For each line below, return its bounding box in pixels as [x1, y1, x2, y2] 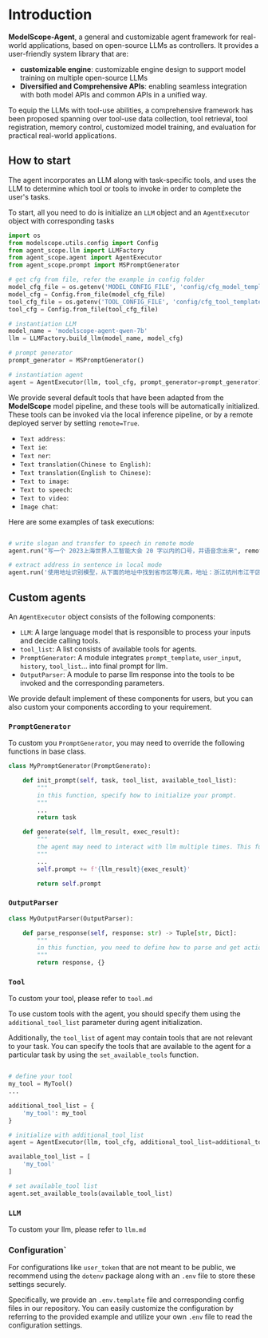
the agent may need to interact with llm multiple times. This [37, 843, 251, 851]
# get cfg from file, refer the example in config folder [8, 275, 205, 284]
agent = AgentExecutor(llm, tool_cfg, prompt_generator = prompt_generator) [8, 378, 262, 386]
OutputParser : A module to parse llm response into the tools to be [19, 669, 235, 679]
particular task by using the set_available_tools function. [8, 1050, 199, 1059]
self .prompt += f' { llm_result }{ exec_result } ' [37, 865, 191, 873]
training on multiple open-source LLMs [19, 73, 148, 82]
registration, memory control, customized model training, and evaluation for [8, 122, 257, 132]
